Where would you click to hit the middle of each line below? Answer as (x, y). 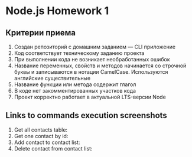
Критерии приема (41, 33)
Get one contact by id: (41, 136)
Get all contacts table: (41, 130)
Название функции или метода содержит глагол (75, 84)
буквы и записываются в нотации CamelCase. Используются (91, 72)
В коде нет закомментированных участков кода (75, 91)
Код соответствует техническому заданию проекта (79, 53)
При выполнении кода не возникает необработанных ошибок (92, 59)
